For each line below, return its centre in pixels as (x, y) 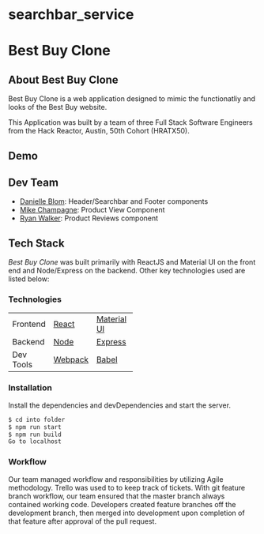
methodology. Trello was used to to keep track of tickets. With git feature (127, 487)
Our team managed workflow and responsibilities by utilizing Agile (116, 479)
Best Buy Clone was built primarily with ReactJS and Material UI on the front (132, 262)
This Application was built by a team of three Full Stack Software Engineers (130, 122)
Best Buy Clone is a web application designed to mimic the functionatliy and (132, 99)
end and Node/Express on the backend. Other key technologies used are (127, 271)
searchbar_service (71, 15)
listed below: (29, 279)
